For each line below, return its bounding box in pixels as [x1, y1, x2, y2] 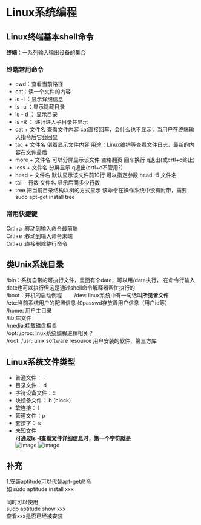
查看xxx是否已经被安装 [6, 512, 63, 520]
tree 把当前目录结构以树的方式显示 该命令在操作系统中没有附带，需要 [15, 186, 188, 194]
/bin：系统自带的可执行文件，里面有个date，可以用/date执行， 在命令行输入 [6, 277, 196, 284]
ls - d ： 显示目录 [15, 110, 58, 118]
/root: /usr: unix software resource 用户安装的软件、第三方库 [6, 337, 157, 345]
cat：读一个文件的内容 [15, 88, 71, 95]
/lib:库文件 [6, 314, 32, 322]
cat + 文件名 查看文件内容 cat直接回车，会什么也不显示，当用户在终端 [15, 126, 189, 134]
